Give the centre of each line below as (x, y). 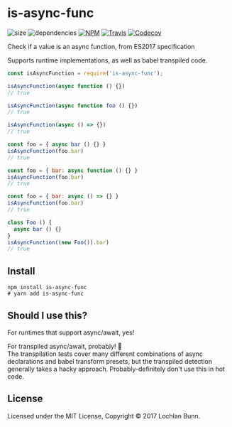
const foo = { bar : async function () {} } (73, 171)
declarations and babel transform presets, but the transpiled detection (110, 361)
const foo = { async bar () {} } (57, 145)
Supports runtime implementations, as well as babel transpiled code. (107, 60)
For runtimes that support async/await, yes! (71, 333)
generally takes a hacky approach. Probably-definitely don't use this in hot (116, 369)
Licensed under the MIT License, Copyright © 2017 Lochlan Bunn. (104, 416)
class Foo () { (30, 222)
